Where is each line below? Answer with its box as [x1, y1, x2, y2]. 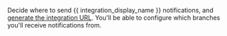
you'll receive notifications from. [7, 21, 101, 29]
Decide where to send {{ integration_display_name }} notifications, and [7, 6, 214, 14]
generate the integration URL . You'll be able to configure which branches [7, 13, 221, 22]
